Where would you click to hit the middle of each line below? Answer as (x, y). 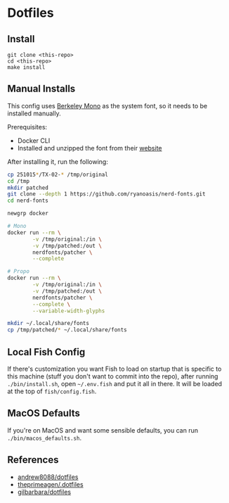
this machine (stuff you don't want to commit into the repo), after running (113, 376)
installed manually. (34, 113)
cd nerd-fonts (28, 201)
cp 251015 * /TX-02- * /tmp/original (58, 174)
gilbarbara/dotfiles (44, 492)
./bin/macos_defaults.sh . (45, 438)
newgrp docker (28, 214)
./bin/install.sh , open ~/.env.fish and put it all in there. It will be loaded (115, 384)
